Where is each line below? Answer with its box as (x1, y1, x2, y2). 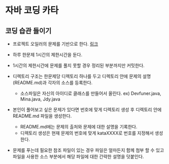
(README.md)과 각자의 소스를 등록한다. (12, 80, 93, 85)
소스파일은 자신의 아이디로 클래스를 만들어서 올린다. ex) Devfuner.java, (20, 90, 161, 96)
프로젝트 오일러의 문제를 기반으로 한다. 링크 (12, 41, 98, 47)
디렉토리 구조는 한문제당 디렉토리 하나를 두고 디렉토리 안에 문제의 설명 (12, 73, 151, 79)
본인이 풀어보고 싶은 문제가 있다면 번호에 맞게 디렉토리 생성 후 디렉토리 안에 (12, 107, 162, 112)
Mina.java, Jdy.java (20, 96, 61, 102)
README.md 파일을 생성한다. (12, 113, 72, 119)
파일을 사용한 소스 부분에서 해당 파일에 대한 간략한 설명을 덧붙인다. (12, 153, 144, 159)
